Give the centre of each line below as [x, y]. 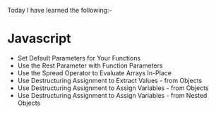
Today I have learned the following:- [60, 10]
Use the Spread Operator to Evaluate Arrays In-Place [94, 72]
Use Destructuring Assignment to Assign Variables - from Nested [112, 95]
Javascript [40, 39]
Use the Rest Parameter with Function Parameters [90, 65]
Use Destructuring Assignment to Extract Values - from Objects [110, 80]
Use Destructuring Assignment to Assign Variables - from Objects [113, 88]
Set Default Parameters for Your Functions [79, 58]
